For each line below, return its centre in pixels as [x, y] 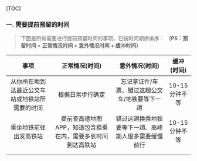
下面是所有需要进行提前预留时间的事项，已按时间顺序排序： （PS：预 [104, 38]
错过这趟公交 [145, 90]
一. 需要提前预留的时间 [38, 24]
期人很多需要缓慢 [139, 136]
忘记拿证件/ [136, 82]
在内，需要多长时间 [81, 136]
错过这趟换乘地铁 [139, 119]
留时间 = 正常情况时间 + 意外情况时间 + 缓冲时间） [81, 45]
